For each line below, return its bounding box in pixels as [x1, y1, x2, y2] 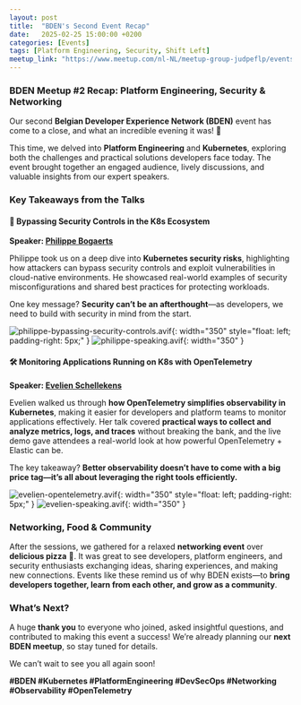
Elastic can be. [9, 444, 64, 455]
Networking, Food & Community [9, 520, 152, 533]
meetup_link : [9, 55, 58, 64]
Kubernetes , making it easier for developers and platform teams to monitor [9, 407, 287, 417]
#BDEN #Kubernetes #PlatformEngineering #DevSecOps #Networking [9, 675, 278, 686]
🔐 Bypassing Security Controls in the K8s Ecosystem [9, 216, 211, 227]
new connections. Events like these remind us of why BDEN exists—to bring [9, 570, 290, 580]
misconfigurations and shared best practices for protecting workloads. [9, 281, 271, 292]
